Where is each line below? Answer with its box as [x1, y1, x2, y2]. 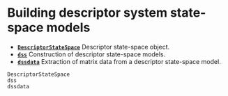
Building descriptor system [7, 5, 167, 21]
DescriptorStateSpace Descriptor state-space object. [17, 42, 170, 51]
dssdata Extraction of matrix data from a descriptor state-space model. [17, 57, 221, 65]
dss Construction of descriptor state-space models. [17, 50, 166, 58]
